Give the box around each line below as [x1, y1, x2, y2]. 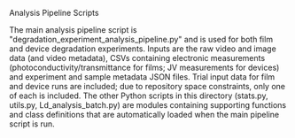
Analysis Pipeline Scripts [9, 8, 99, 18]
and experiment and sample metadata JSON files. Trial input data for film [9, 72, 276, 82]
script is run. [9, 119, 55, 129]
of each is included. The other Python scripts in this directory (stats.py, [9, 90, 268, 101]
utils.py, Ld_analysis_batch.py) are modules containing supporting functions [9, 100, 286, 110]
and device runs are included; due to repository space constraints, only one [9, 81, 286, 91]
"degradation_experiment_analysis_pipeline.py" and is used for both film [9, 34, 273, 44]
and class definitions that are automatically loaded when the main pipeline [9, 110, 280, 119]
